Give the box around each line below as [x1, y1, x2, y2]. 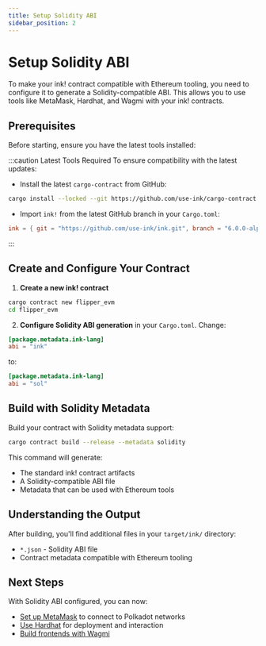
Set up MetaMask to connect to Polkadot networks [19, 612, 186, 621]
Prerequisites [8, 119, 76, 133]
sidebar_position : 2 [8, 19, 77, 27]
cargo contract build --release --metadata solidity [8, 438, 186, 446]
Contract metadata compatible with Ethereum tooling [19, 552, 192, 562]
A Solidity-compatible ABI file [19, 476, 116, 486]
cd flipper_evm [8, 306, 59, 313]
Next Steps [8, 575, 64, 589]
